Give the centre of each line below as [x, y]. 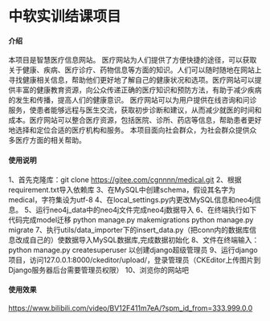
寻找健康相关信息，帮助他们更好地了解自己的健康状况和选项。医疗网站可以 [131, 80]
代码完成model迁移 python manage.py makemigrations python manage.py [131, 219]
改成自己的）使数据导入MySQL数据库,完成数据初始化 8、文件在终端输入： [137, 240]
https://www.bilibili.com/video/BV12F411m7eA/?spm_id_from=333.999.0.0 [131, 308]
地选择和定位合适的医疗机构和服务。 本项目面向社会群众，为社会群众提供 [129, 130]
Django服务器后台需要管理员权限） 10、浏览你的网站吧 [99, 270]
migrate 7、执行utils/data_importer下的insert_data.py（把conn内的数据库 [129, 230]
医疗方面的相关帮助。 [50, 140]
